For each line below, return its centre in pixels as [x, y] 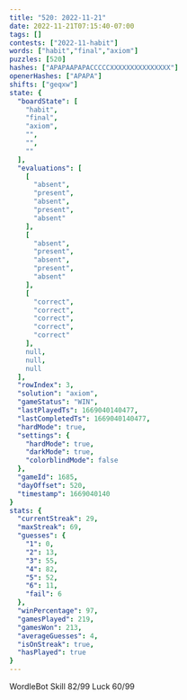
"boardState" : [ [48, 101]
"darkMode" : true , [60, 452]
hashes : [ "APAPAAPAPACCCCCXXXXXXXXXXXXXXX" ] [94, 68]
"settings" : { [44, 435]
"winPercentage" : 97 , [58, 611]
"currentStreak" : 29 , [58, 519]
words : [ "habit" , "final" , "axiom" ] [74, 51]
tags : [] [26, 34]
